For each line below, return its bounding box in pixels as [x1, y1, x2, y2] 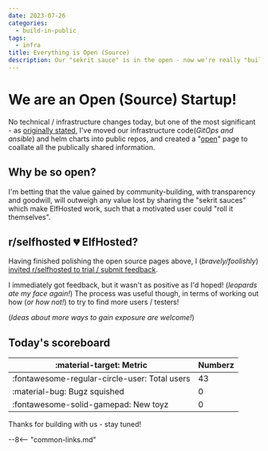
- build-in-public [15, 26, 77, 34]
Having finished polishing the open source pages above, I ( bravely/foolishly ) [8, 256, 259, 266]
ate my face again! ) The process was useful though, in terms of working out [8, 289, 259, 299]
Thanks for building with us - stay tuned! [8, 420, 142, 429]
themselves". [8, 212, 51, 222]
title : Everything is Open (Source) [8, 49, 130, 57]
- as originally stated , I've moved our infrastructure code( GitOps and [8, 125, 234, 135]
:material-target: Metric [55, 360, 148, 371]
